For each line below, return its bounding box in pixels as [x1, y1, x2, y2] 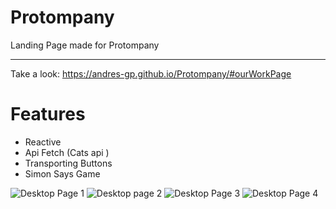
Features [10, 103, 86, 126]
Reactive [24, 136, 62, 148]
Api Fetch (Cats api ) [24, 146, 110, 158]
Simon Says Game [24, 167, 101, 180]
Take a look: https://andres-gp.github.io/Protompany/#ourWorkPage [10, 67, 292, 80]
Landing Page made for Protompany [10, 39, 160, 51]
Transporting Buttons [24, 157, 113, 169]
